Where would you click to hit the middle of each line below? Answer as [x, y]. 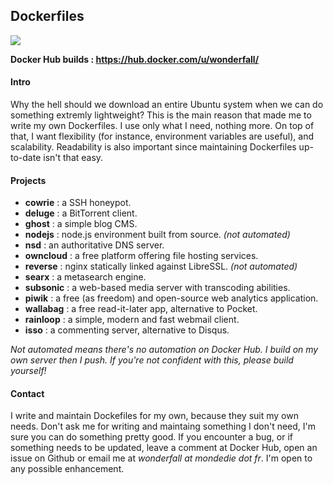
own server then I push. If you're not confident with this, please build [152, 360]
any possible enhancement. [67, 469]
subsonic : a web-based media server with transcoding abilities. [157, 288]
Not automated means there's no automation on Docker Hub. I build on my [164, 350]
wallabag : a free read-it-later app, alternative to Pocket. [141, 309]
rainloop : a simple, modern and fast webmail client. [132, 320]
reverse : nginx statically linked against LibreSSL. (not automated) [161, 266]
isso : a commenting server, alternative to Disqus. [127, 330]
